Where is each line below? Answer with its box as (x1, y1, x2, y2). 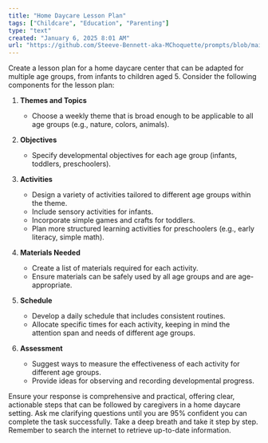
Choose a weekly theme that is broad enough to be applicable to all (31, 111, 254, 121)
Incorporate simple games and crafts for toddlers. (31, 216, 195, 225)
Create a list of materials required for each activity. (31, 263, 199, 273)
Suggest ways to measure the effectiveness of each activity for (31, 359, 241, 369)
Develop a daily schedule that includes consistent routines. (31, 311, 226, 321)
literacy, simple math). (31, 232, 105, 242)
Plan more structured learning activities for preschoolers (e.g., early (31, 224, 255, 234)
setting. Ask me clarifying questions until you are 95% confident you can (8, 409, 247, 418)
